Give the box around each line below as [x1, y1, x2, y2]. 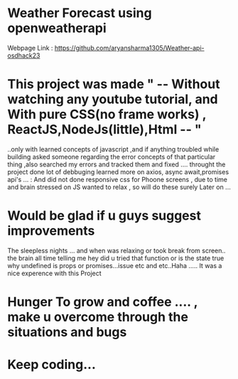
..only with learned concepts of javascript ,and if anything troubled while [7, 144, 220, 154]
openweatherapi [7, 20, 107, 36]
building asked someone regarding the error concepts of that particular [7, 152, 216, 161]
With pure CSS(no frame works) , [7, 107, 207, 122]
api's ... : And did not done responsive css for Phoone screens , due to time [7, 175, 228, 183]
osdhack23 [7, 51, 40, 60]
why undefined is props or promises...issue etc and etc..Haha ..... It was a [7, 261, 222, 269]
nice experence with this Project [7, 269, 102, 277]
